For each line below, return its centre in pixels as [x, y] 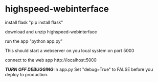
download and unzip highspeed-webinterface [51, 32]
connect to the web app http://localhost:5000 [51, 60]
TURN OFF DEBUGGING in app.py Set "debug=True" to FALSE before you [79, 69]
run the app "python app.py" [34, 41]
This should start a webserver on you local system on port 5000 [70, 50]
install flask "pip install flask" [34, 22]
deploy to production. [27, 74]
